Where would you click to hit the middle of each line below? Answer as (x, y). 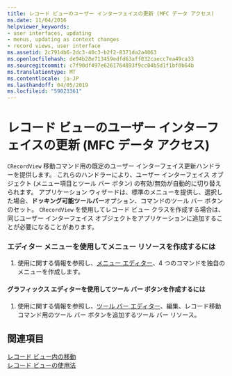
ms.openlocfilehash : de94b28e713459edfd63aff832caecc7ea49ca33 (101, 59)
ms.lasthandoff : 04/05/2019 (48, 85)
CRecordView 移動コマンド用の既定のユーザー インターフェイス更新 (102, 166)
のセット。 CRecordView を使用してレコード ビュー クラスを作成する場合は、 (116, 210)
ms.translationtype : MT (42, 72)
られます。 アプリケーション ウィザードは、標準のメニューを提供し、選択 (112, 192)
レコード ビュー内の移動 (42, 357)
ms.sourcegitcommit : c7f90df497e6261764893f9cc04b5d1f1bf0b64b (101, 65)
